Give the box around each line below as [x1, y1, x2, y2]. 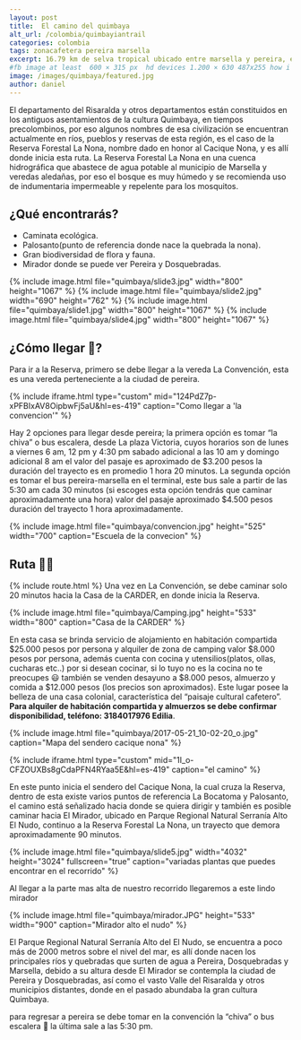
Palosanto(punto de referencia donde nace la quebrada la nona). [21, 239, 262, 251]
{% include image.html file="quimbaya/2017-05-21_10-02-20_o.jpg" [9, 728, 259, 739]
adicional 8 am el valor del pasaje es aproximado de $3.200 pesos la [9, 456, 262, 467]
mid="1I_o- [153, 755, 194, 766]
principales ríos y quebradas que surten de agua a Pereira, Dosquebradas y [9, 956, 289, 966]
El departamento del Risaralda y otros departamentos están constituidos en [9, 104, 288, 115]
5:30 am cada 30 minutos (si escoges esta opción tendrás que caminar [9, 485, 272, 496]
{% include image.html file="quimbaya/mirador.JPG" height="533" [9, 910, 255, 921]
